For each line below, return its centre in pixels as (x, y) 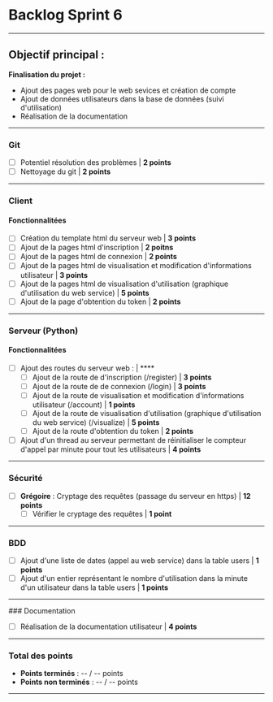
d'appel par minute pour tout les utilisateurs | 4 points (110, 449)
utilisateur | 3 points (54, 275)
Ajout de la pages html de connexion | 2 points (98, 257)
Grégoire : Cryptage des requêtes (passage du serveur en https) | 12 (135, 496)
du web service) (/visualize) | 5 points (96, 422)
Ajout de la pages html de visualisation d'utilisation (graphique (124, 284)
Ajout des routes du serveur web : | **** (87, 368)
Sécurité (26, 479)
